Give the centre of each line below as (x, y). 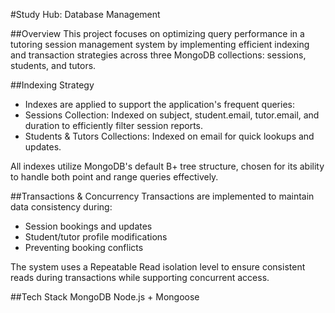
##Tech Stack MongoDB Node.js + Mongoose (105, 297)
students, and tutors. (53, 65)
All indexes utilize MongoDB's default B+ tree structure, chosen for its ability (167, 166)
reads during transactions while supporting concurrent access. (140, 277)
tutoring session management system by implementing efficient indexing (160, 44)
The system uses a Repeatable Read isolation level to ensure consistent (158, 267)
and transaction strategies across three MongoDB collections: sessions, (158, 55)
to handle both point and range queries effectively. (114, 177)
